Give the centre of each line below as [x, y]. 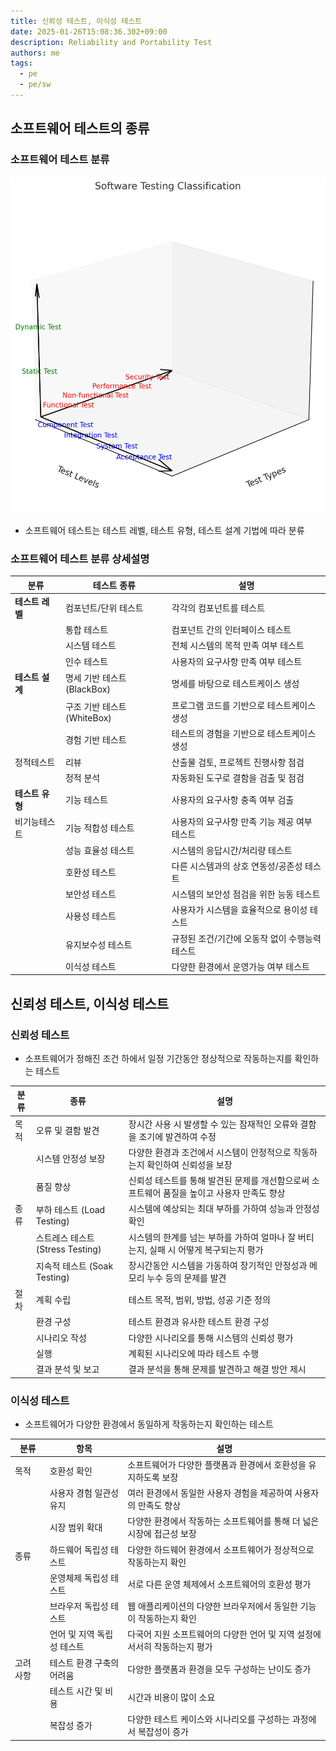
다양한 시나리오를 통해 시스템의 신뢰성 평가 [211, 1337]
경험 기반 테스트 [95, 740]
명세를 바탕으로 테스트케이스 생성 [235, 683]
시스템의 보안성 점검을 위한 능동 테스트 [246, 894]
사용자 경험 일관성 [84, 1493]
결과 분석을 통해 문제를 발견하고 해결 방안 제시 [217, 1369]
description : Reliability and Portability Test [111, 42]
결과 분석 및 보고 [67, 1369]
